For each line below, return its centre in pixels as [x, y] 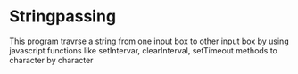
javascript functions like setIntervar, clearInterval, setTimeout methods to [144, 50]
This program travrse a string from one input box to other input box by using [149, 41]
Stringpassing [63, 16]
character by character [51, 60]
